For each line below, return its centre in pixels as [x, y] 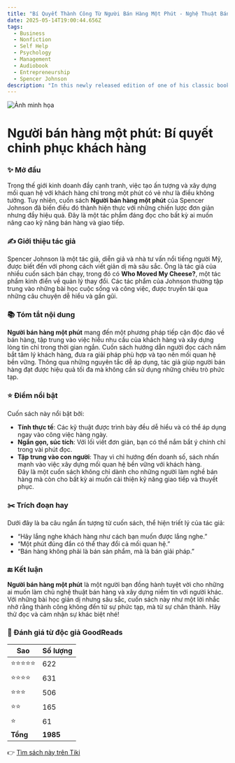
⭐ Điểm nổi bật [33, 396]
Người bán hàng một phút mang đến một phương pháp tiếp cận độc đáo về [116, 332]
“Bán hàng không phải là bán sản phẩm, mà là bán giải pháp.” [106, 551]
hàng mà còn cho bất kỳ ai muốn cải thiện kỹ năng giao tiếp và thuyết [117, 479]
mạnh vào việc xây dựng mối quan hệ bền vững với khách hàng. [109, 464]
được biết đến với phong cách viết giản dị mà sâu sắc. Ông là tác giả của [112, 266]
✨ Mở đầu [24, 170]
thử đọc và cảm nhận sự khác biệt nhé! [63, 614]
